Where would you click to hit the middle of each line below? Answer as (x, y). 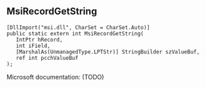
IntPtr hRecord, (39, 40)
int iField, (33, 46)
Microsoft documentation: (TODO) (55, 77)
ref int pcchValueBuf (47, 58)
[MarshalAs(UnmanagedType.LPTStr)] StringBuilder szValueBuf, (108, 52)
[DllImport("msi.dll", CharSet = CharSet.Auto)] (78, 27)
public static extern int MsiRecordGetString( (75, 33)
